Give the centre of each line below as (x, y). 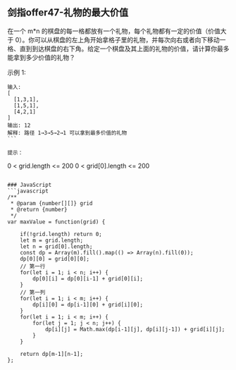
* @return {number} (39, 209)
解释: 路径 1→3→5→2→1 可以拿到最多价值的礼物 (67, 132)
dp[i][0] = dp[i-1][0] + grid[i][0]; (88, 304)
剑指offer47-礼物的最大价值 (68, 13)
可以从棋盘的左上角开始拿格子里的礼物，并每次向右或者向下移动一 (130, 39)
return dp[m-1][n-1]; (51, 354)
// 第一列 (33, 292)
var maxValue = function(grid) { (56, 222)
